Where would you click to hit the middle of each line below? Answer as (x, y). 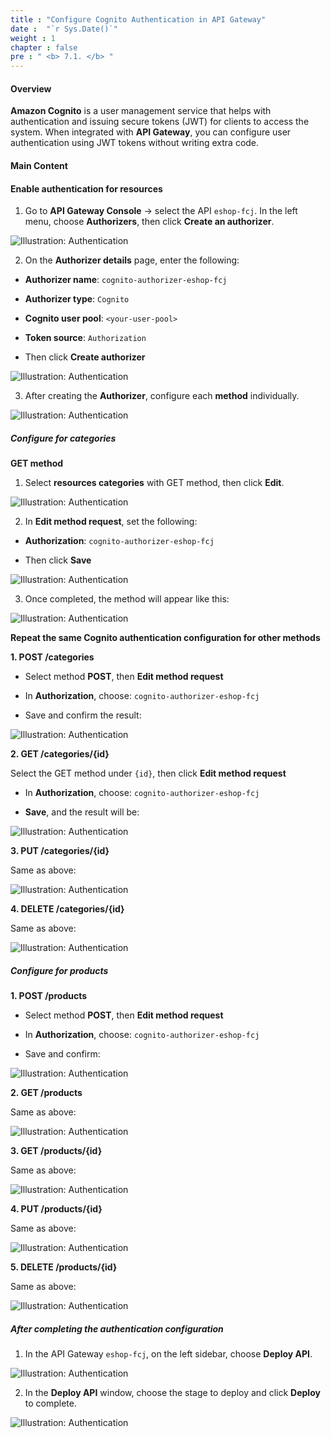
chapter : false (44, 47)
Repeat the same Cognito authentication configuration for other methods (165, 638)
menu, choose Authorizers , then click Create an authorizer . (149, 222)
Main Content (39, 165)
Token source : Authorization (85, 338)
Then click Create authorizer (85, 357)
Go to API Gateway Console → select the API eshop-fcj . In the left (161, 211)
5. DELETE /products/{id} (64, 1267)
